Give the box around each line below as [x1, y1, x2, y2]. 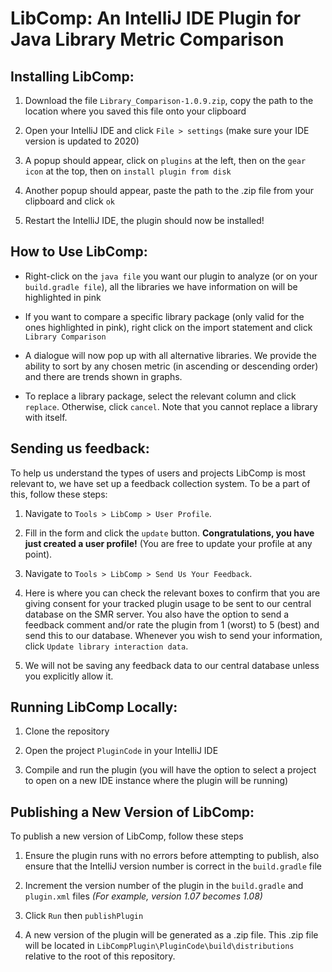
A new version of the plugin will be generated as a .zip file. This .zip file [24, 929, 319, 941]
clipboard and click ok [24, 195, 116, 207]
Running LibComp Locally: [10, 699, 178, 716]
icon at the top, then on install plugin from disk [24, 165, 232, 177]
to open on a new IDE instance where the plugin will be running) [24, 775, 289, 787]
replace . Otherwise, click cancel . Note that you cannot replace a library [24, 400, 318, 412]
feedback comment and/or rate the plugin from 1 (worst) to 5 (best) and [24, 618, 320, 631]
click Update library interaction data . [24, 640, 189, 652]
